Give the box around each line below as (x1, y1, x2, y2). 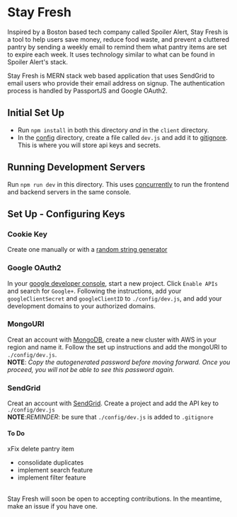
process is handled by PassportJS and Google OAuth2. (7, 86, 168, 95)
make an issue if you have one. (7, 502, 98, 511)
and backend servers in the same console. (7, 187, 132, 196)
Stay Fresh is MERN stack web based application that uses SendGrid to (7, 71, 215, 80)
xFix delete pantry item (7, 445, 74, 453)
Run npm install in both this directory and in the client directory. (17, 125, 209, 134)
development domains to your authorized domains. (7, 301, 156, 310)
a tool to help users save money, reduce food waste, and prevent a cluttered (7, 35, 230, 43)
